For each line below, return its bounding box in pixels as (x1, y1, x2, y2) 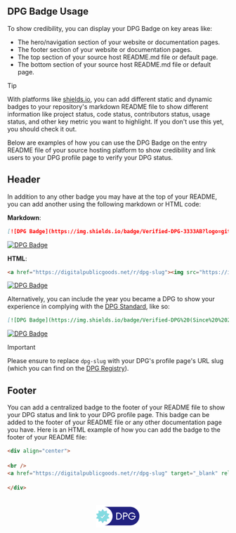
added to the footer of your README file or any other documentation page (7, 418, 223, 427)
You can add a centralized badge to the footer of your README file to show (7, 403, 225, 412)
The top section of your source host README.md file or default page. (17, 53, 218, 61)
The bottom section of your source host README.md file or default (17, 60, 211, 69)
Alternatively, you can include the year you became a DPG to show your (7, 295, 216, 303)
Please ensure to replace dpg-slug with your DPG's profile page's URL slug (7, 357, 224, 365)
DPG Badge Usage (7, 6, 89, 18)
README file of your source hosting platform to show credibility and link (7, 145, 216, 154)
